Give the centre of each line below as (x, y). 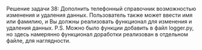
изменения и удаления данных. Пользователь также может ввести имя (99, 15)
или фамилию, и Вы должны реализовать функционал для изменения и (99, 21)
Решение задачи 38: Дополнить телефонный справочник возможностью (101, 9)
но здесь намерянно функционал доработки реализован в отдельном (97, 34)
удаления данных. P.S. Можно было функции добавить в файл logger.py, (100, 28)
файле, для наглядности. (39, 41)
